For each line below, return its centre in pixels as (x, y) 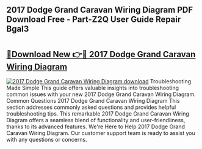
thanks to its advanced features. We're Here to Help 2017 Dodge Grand (96, 126)
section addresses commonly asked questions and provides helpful (91, 107)
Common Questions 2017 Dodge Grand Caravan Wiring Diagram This (93, 101)
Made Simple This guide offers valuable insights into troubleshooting (92, 88)
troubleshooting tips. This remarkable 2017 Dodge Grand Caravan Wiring (98, 114)
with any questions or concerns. (47, 140)
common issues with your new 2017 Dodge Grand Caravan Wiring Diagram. (101, 94)
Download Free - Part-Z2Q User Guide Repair (94, 20)
